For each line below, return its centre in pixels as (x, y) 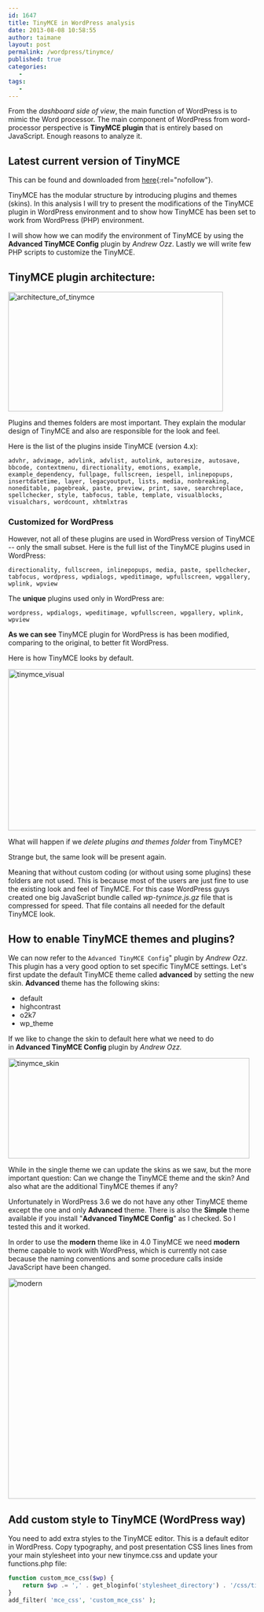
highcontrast (40, 1007)
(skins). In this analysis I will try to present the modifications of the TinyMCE (131, 204)
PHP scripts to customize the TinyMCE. (72, 252)
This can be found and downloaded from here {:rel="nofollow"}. (111, 180)
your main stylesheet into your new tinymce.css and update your (113, 1555)
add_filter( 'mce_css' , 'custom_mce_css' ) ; (82, 1600)
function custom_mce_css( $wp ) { (61, 1578)
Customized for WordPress (61, 522)
